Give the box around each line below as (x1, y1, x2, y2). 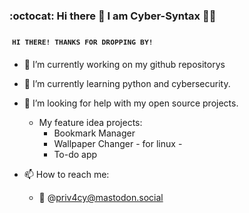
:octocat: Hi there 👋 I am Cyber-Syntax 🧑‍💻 (9, 9, 217, 23)
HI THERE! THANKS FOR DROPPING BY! (11, 37, 154, 48)
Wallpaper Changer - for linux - (53, 138, 183, 150)
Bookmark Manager (53, 127, 136, 139)
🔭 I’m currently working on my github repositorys (23, 59, 226, 71)
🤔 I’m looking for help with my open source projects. (23, 97, 239, 109)
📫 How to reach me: (23, 169, 110, 181)
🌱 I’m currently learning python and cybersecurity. (23, 78, 231, 90)
